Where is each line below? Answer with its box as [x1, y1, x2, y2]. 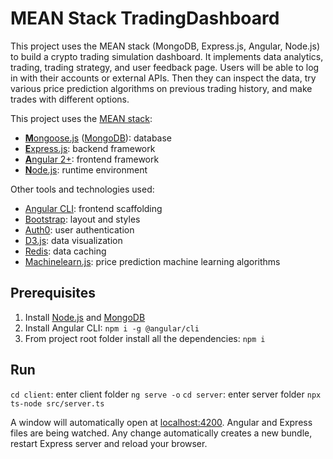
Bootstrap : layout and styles [24, 213, 141, 225]
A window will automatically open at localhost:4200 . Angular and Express [10, 416, 313, 428]
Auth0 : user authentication [24, 223, 135, 236]
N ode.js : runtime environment [24, 163, 148, 176]
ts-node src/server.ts [10, 398, 105, 409]
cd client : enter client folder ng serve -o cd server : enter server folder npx [10, 388, 322, 400]
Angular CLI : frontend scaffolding [24, 202, 163, 214]
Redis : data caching [24, 245, 107, 257]
